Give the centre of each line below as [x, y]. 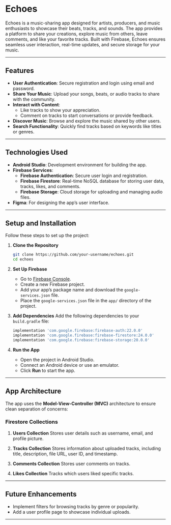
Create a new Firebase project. [53, 284]
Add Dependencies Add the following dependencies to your [76, 316]
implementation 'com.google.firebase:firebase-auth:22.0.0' [78, 331]
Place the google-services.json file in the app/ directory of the [86, 301]
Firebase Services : [33, 170]
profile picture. [28, 439]
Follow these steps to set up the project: [47, 236]
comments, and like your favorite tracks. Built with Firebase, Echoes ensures [85, 39]
